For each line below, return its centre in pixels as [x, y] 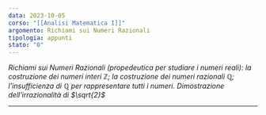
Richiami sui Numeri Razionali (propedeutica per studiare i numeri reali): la [130, 67]
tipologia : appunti [40, 38]
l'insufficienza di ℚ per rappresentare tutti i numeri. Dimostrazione [116, 86]
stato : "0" [26, 45]
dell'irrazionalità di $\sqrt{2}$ [57, 95]
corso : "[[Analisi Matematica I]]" [67, 23]
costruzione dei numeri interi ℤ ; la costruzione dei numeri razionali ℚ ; [122, 77]
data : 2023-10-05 [37, 15]
